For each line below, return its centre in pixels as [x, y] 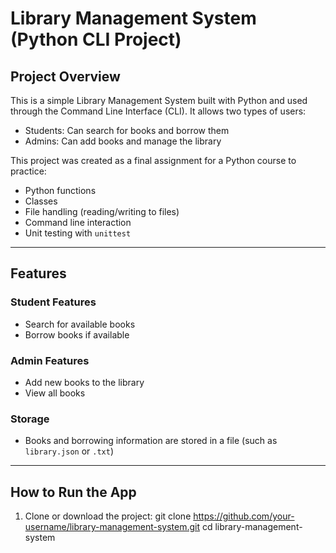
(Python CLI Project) [96, 39]
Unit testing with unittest [78, 233]
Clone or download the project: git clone [108, 516]
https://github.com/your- [244, 516]
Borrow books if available [77, 334]
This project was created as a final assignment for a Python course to [153, 160]
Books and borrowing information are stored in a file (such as [151, 441]
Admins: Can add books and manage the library [123, 141]
